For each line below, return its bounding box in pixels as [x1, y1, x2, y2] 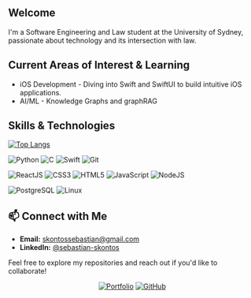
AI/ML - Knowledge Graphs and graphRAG [19, 96, 157, 106]
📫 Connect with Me [8, 209, 108, 223]
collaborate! [8, 266, 47, 276]
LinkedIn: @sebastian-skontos [19, 243, 120, 252]
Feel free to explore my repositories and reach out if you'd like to [8, 258, 218, 267]
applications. [19, 88, 61, 97]
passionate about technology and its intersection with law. [8, 35, 197, 45]
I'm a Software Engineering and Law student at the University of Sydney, [8, 27, 244, 36]
